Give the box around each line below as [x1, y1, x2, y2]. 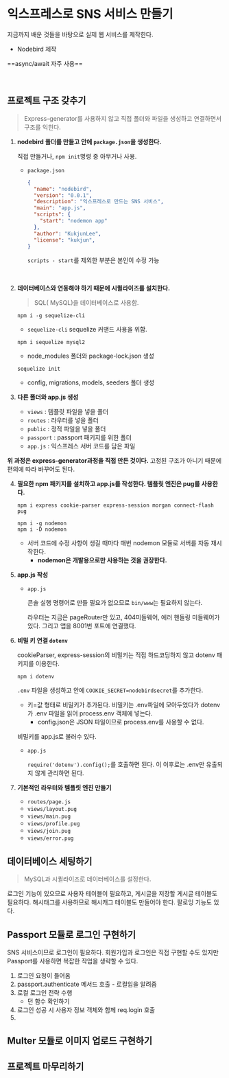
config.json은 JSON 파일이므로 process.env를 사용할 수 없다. [37, 718, 204, 726]
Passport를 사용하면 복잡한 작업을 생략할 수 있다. [7, 957, 138, 965]
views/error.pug [27, 835, 74, 842]
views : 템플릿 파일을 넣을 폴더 [27, 408, 108, 416]
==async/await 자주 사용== [7, 59, 84, 67]
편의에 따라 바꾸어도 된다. [7, 465, 75, 474]
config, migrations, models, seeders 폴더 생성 [27, 378, 155, 387]
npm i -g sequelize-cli [16, 312, 86, 319]
